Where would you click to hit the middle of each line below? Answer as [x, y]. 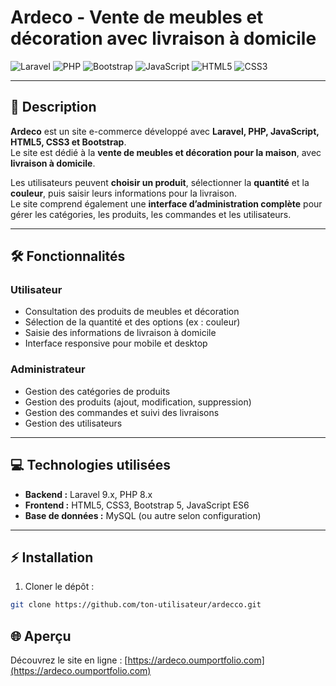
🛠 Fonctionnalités [68, 256]
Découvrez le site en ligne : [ [69, 660]
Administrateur [48, 369]
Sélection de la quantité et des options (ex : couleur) [132, 322]
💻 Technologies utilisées [90, 465]
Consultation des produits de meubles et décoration [132, 312]
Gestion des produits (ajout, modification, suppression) [138, 402]
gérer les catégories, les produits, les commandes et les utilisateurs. [151, 214]
